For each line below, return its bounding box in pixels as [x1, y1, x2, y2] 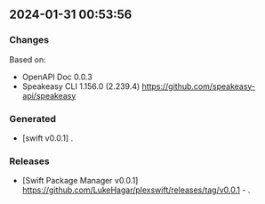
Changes [9, 34, 50, 46]
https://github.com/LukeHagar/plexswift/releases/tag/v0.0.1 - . [21, 184, 251, 195]
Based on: [9, 53, 46, 65]
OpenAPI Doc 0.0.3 [21, 71, 93, 82]
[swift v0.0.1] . [21, 133, 74, 143]
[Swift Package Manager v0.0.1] [21, 175, 139, 186]
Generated [9, 112, 56, 125]
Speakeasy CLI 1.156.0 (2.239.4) [21, 80, 141, 92]
